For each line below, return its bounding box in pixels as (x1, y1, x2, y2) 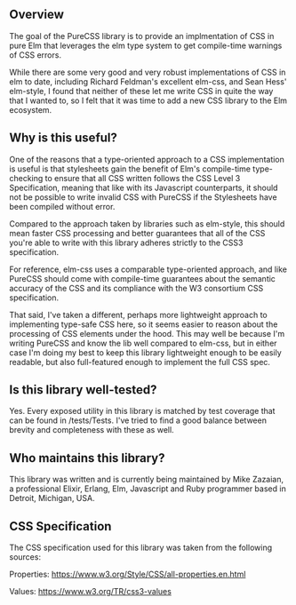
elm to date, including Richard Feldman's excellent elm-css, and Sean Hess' (9, 76, 287, 87)
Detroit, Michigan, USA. (9, 493, 95, 504)
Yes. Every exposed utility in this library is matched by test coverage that (9, 406, 276, 417)
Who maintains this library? (9, 450, 165, 466)
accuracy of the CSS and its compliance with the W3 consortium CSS (9, 283, 264, 293)
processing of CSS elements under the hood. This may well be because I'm (9, 328, 285, 338)
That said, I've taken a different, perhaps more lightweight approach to (9, 309, 268, 320)
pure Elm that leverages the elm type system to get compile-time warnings (9, 40, 283, 51)
